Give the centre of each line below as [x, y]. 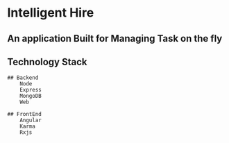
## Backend [23, 78]
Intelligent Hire [51, 13]
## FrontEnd [24, 115]
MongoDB [31, 96]
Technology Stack [47, 61]
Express [31, 90]
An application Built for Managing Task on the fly [115, 39]
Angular [31, 120]
